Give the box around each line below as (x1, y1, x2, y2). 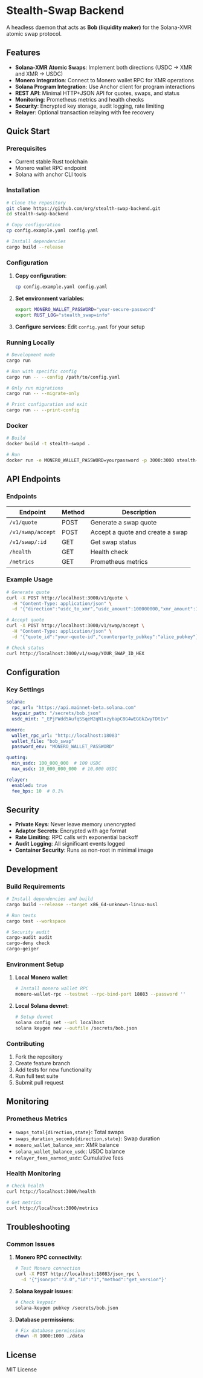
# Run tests (6, 912, 36, 918)
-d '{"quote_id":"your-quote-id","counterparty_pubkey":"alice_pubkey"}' (11, 633, 201, 640)
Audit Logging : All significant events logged (14, 840, 125, 847)
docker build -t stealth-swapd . (6, 441, 91, 447)
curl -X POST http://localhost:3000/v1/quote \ (6, 595, 129, 601)
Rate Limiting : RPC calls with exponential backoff (14, 834, 138, 841)
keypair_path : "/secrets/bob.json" (11, 710, 101, 717)
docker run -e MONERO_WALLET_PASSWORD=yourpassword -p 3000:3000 (6, 457, 174, 463)
